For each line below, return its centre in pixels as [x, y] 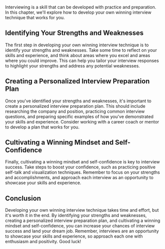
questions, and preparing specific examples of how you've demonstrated [79, 116]
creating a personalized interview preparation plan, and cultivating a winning [83, 220]
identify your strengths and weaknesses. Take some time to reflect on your [81, 50]
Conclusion [23, 198]
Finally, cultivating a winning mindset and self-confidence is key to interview [82, 162]
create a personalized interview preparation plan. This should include [75, 106]
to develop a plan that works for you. [42, 127]
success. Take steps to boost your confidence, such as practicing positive [81, 167]
